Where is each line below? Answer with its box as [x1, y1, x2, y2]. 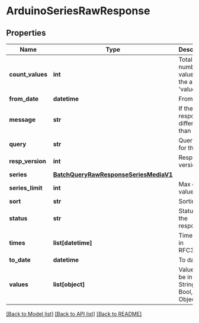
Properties [6, 28, 46, 38]
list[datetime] [53, 239, 92, 247]
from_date [9, 95, 39, 103]
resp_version [9, 157, 46, 165]
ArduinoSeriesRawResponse [6, 4, 150, 18]
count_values [9, 70, 47, 78]
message [9, 116, 36, 123]
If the [178, 104, 194, 112]
